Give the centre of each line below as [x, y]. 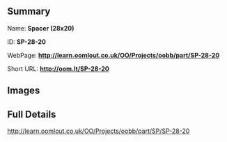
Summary [29, 11]
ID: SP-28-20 [27, 42]
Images [24, 91]
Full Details [32, 114]
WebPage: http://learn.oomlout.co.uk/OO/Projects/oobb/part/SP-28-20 [113, 55]
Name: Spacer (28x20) [41, 28]
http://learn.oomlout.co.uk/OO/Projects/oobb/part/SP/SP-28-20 [99, 131]
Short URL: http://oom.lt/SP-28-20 [58, 68]
